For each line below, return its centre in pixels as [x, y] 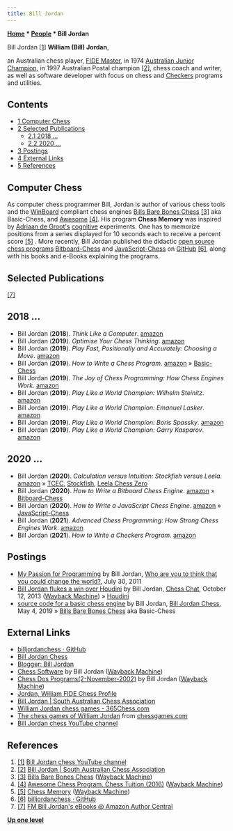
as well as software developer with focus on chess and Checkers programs [115, 75]
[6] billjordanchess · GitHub [56, 799]
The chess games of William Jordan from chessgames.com [102, 716]
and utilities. [25, 83]
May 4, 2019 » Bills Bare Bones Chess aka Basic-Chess [96, 611]
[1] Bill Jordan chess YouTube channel [72, 762]
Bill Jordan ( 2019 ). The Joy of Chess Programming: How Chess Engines [120, 378]
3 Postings [33, 151]
